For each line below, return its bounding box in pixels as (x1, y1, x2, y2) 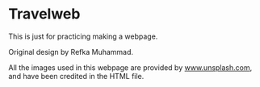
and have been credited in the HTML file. (8, 71, 145, 81)
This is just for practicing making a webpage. (8, 31, 158, 41)
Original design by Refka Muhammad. (8, 47, 134, 56)
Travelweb (8, 5, 81, 23)
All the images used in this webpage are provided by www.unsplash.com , (8, 62, 253, 72)
